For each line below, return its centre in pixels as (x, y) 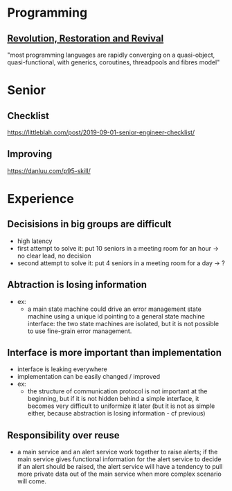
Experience (41, 199)
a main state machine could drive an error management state (115, 309)
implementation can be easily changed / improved (89, 377)
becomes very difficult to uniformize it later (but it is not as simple (121, 406)
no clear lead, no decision (54, 256)
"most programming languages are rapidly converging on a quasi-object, (111, 55)
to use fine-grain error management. (80, 331)
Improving (30, 154)
